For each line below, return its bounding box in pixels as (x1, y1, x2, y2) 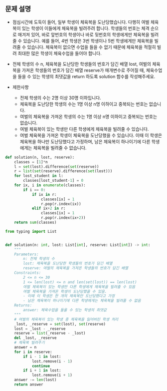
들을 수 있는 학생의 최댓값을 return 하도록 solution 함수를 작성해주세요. (17, 73, 156, 79)
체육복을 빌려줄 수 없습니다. (33, 145, 87, 151)
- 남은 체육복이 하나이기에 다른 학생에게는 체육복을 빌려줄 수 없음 (23, 298, 141, 303)
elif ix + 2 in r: (31, 206, 66, 211)
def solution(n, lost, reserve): (5, 155, 75, 160)
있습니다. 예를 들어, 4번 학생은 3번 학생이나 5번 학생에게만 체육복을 (23, 38, 154, 44)
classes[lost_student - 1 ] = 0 (23, 178, 84, 183)
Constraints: (14, 270, 41, 275)
